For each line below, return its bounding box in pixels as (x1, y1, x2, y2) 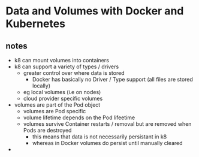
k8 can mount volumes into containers (14, 57, 109, 64)
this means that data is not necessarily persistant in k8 (32, 133, 167, 140)
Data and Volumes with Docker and (5, 4, 184, 18)
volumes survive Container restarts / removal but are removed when (23, 120, 192, 127)
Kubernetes (5, 17, 66, 31)
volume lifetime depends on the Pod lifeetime (23, 114, 135, 121)
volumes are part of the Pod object (14, 101, 101, 108)
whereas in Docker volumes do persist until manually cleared (32, 140, 183, 146)
